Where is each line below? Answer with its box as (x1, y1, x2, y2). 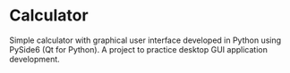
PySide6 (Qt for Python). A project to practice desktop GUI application (9, 44, 269, 54)
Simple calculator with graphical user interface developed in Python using (9, 35, 282, 45)
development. (9, 53, 60, 64)
